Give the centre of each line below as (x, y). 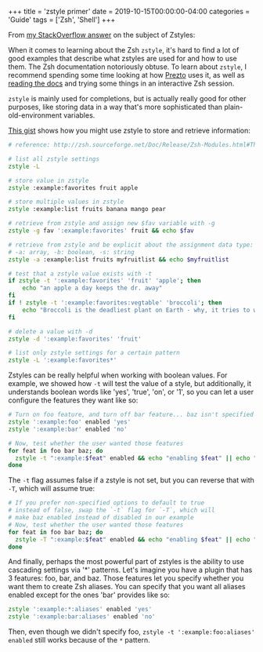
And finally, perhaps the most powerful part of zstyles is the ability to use (126, 562)
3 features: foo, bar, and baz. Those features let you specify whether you (126, 578)
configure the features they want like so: (73, 400)
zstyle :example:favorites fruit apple (73, 188)
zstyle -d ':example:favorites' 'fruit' (75, 339)
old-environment (35, 115)
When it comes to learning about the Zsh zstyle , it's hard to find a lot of (124, 50)
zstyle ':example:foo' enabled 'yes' (70, 422)
